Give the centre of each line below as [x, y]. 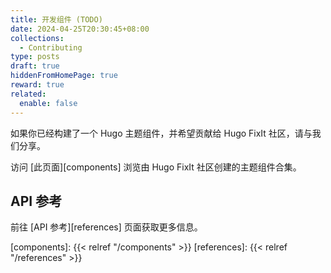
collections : [37, 38]
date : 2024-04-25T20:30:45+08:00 [80, 29]
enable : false [48, 103]
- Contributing [51, 47]
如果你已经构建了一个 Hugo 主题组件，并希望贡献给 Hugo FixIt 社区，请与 [161, 133]
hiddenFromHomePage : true [64, 76]
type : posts [35, 57]
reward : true [37, 85]
